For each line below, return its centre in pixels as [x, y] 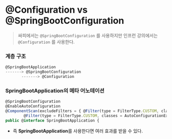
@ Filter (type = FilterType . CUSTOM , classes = [73, 116]
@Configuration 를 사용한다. [46, 42]
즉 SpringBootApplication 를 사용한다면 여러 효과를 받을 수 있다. [78, 131]
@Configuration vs [47, 10]
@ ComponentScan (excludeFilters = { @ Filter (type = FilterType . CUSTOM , [82, 111]
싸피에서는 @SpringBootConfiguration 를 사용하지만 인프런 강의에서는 [88, 35]
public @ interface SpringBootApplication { [52, 120]
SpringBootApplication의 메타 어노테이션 [55, 91]
